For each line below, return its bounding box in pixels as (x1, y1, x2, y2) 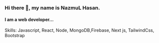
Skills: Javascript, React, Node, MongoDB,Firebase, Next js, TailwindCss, (4, 27, 155, 33)
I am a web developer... (4, 17, 54, 22)
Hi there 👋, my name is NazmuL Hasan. (4, 4, 100, 11)
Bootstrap (4, 33, 25, 39)
